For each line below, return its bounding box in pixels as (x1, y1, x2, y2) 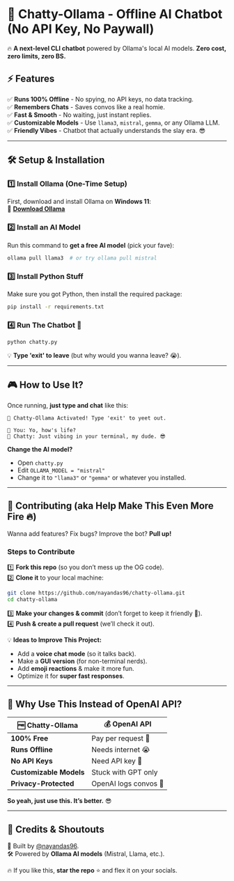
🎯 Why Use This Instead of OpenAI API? (7, 699, 182, 711)
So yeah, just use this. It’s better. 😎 (7, 797, 112, 805)
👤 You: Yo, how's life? (7, 427, 77, 434)
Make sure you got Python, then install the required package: (7, 289, 182, 298)
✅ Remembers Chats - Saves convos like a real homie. (7, 102, 166, 111)
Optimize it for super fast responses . (17, 672, 125, 680)
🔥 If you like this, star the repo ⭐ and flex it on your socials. (7, 866, 178, 875)
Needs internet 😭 (91, 745, 150, 754)
